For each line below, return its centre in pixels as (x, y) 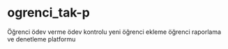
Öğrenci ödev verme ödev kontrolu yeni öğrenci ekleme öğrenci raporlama (114, 32)
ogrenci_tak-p (49, 13)
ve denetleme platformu (41, 39)
